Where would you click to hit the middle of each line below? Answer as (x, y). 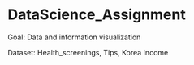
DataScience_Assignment (97, 15)
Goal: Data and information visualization (74, 37)
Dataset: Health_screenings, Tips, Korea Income (88, 52)
